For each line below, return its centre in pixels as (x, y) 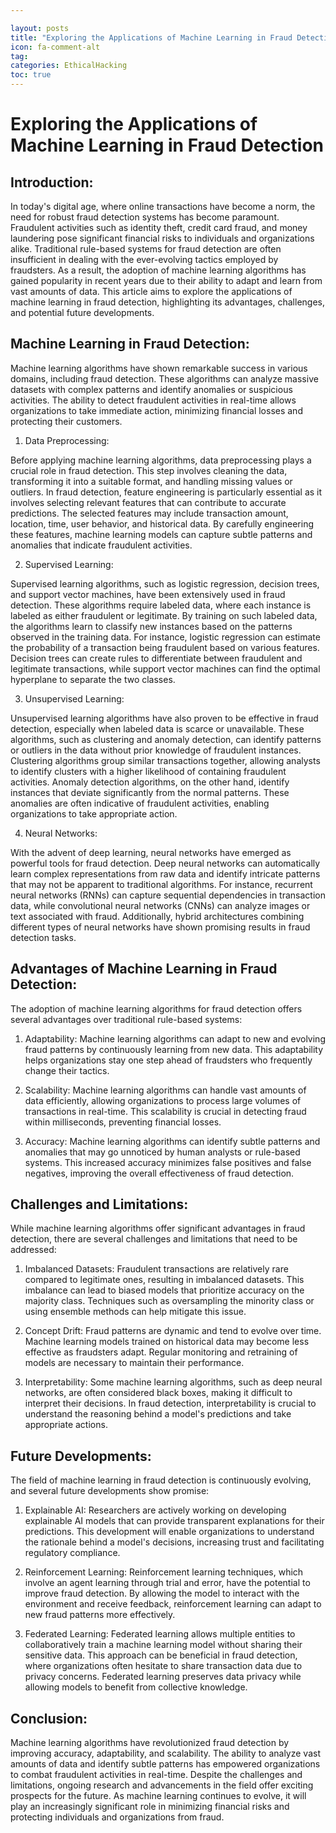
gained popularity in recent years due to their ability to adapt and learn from (166, 280)
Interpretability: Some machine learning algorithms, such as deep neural (173, 1382)
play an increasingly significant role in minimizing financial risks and (150, 1807)
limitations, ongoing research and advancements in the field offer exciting (162, 1785)
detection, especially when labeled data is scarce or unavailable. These (157, 728)
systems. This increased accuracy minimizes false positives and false (168, 1162)
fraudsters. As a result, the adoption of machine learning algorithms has (158, 270)
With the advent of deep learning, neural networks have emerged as (151, 852)
